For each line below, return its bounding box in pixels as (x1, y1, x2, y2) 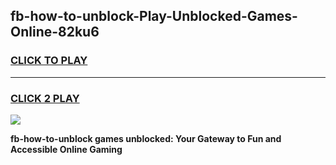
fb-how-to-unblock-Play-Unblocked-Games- (10, 8, 298, 25)
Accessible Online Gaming (10, 143, 123, 155)
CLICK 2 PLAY (10, 91, 80, 105)
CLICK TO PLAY (10, 54, 88, 68)
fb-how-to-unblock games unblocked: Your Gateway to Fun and (10, 132, 282, 144)
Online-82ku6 (10, 24, 100, 41)
